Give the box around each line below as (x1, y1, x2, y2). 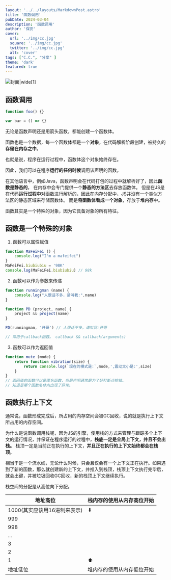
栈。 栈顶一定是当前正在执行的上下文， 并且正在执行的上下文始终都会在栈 (5, 442, 158, 449)
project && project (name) (14, 311, 70, 317)
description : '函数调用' (5, 21, 55, 27)
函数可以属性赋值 (12, 239, 49, 245)
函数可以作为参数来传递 (12, 277, 62, 283)
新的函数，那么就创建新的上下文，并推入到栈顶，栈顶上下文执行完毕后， (14, 466, 166, 472)
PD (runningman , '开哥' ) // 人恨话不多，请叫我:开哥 (5, 325, 107, 330)
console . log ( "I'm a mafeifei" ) (14, 253, 81, 259)
